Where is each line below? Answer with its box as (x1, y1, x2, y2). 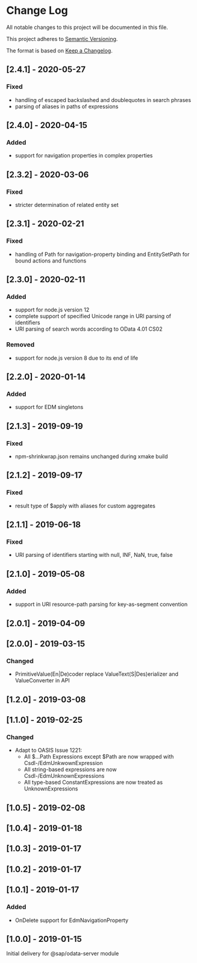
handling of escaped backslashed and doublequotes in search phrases (14, 96, 192, 103)
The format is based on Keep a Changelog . (6, 46, 113, 54)
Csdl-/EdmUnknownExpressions (23, 772, 105, 780)
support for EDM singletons (14, 404, 84, 411)
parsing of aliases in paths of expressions (14, 103, 119, 110)
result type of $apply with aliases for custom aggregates (14, 502, 155, 509)
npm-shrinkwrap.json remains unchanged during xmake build (14, 453, 168, 460)
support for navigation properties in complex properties (14, 152, 153, 159)
